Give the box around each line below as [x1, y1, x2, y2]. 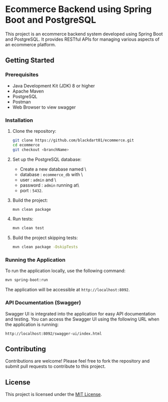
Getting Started [5, 56, 55, 65]
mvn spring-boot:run [5, 278, 49, 283]
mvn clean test [12, 225, 45, 231]
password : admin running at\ [20, 182, 79, 188]
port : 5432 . [20, 187, 43, 193]
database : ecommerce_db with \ [20, 171, 83, 177]
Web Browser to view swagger [12, 104, 76, 110]
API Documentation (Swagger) [5, 299, 81, 306]
